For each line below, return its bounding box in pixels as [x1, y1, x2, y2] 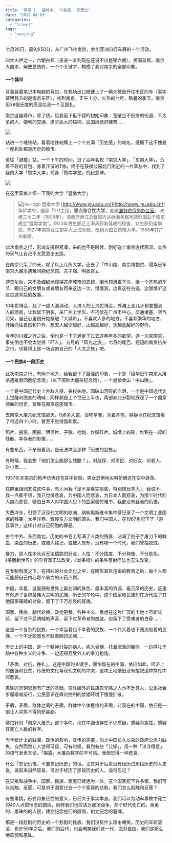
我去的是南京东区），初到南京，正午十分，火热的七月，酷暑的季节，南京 [14, 95, 165, 101]
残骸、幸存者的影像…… [5, 435, 54, 442]
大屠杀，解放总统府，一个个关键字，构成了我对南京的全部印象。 [5, 64, 140, 69]
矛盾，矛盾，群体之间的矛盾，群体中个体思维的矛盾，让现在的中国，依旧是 [5, 702, 162, 708]
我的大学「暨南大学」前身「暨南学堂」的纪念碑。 [5, 170, 109, 176]
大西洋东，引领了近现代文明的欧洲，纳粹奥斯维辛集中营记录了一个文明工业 [5, 509, 162, 516]
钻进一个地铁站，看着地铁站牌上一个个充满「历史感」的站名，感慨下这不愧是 [5, 139, 167, 145]
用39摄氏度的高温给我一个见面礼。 [5, 101, 78, 108]
